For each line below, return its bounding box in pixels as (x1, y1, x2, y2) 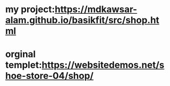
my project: (5, 4, 55, 15)
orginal (5, 48, 36, 60)
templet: (5, 60, 42, 71)
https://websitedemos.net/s (41, 60, 165, 71)
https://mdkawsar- (54, 4, 137, 15)
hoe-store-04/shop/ (5, 70, 94, 82)
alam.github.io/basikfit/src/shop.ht (5, 14, 160, 26)
